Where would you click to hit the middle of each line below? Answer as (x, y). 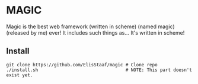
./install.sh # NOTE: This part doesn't (99, 70)
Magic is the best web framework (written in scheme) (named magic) (90, 26)
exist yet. (20, 75)
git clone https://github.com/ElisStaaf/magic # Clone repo (82, 65)
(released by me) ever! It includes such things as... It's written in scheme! (95, 32)
